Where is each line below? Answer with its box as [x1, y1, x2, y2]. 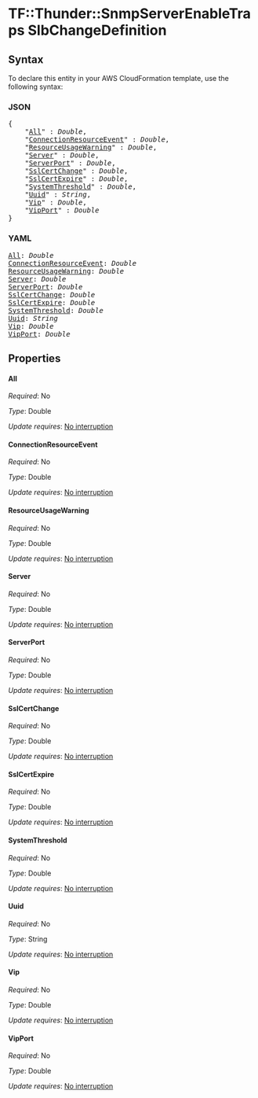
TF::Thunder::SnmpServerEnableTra [8, 5, 251, 23]
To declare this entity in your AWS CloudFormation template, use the [8, 74, 229, 83]
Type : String [8, 934, 48, 944]
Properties [8, 352, 61, 365]
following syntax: [8, 82, 64, 91]
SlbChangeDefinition [27, 21, 167, 39]
